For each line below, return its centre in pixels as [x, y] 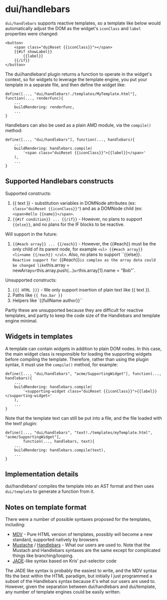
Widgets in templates [39, 337]
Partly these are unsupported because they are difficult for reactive [74, 310]
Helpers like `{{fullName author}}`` [48, 300]
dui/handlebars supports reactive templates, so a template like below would [83, 23]
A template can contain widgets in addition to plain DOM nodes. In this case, [83, 349]
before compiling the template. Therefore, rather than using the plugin [77, 359]
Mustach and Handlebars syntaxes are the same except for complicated [86, 550]
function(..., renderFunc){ [34, 98]
